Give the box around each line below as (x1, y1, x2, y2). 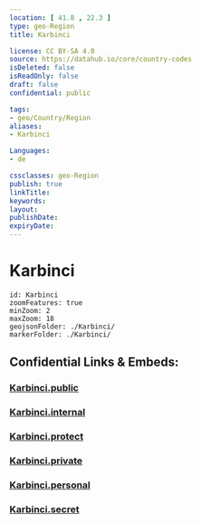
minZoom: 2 (9, 306, 51, 315)
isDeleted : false (9, 63, 75, 72)
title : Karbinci (9, 30, 71, 39)
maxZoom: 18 (9, 314, 54, 323)
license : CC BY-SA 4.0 (9, 46, 95, 55)
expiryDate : (9, 222, 54, 231)
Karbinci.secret (9, 503, 80, 516)
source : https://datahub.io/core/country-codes (9, 55, 193, 64)
